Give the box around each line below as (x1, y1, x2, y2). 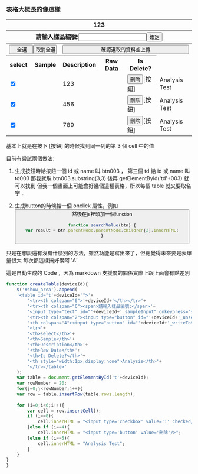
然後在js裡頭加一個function (71, 211, 133, 217)
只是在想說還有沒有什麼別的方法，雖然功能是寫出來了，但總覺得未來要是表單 (6, 249, 192, 257)
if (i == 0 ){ (27, 413, 54, 419)
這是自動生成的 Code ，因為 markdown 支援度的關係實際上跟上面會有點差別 (6, 270, 190, 277)
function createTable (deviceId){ (6, 281, 88, 287)
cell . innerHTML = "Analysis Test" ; (37, 440, 126, 447)
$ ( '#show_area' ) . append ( (16, 287, 78, 293)
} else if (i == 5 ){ (27, 435, 70, 441)
